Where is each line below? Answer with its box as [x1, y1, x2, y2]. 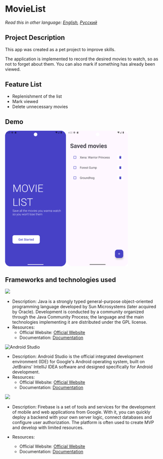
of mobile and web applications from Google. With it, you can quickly [12, 409, 151, 415]
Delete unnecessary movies [12, 104, 68, 109]
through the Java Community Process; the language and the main [12, 314, 144, 320]
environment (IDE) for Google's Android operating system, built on [12, 359, 145, 365]
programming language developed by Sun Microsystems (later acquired [12, 304, 157, 310]
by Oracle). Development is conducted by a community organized [12, 309, 145, 315]
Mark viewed [12, 98, 38, 104]
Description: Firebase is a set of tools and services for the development [12, 404, 156, 410]
